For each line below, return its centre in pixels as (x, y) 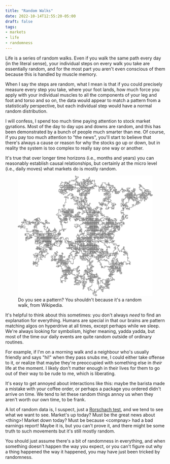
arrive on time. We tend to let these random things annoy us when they (79, 394)
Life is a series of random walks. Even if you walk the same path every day (83, 58)
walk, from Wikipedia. (41, 305)
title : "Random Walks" (29, 11)
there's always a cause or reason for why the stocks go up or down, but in (83, 142)
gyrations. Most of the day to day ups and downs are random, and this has (83, 126)
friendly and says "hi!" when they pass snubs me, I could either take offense (85, 357)
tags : (11, 27)
